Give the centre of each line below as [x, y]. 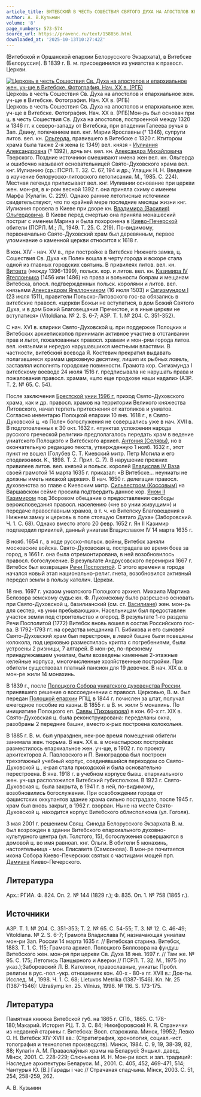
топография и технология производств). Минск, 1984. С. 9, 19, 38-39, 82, [99, 1044]
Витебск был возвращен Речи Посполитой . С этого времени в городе [95, 567]
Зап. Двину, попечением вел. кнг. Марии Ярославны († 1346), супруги [96, 132]
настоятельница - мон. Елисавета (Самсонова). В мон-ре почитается [95, 849]
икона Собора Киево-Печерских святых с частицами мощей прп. [90, 855]
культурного [22, 836]
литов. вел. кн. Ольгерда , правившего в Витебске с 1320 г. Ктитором [94, 138]
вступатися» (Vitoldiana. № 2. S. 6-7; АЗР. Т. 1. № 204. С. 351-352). [91, 316]
